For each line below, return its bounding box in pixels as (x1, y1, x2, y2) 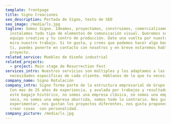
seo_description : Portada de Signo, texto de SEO (5, 17, 113, 22)
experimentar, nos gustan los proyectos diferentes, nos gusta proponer (10, 102, 167, 107)
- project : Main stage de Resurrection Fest (10, 64, 106, 69)
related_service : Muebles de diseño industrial (5, 54, 108, 60)
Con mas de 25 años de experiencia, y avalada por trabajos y (10, 87, 145, 93)
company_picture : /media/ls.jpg (5, 111, 74, 116)
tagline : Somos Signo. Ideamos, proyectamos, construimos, (5, 26, 133, 31)
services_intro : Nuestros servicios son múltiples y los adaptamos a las (5, 69, 165, 74)
